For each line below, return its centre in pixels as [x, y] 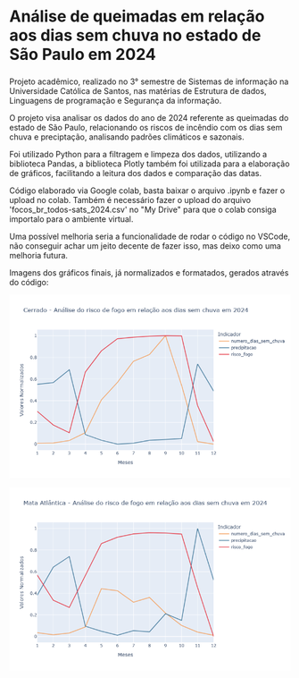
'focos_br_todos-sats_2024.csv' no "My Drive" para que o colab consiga [143, 210]
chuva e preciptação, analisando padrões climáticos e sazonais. [127, 137]
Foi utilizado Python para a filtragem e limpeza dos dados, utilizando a [138, 155]
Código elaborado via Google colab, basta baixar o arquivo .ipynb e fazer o [147, 191]
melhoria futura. [39, 256]
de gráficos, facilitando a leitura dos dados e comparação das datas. [135, 174]
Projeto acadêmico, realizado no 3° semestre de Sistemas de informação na [149, 81]
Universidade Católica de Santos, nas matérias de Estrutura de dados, [138, 91]
